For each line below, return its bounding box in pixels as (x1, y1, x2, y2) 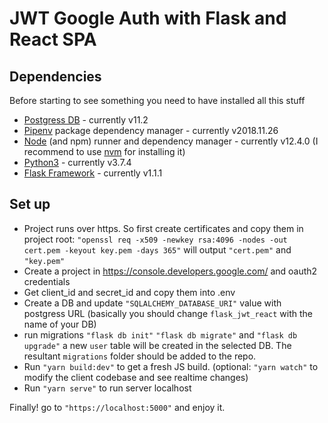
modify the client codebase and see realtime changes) (23, 371, 249, 383)
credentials (23, 275, 71, 287)
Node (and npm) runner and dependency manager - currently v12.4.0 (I (23, 135, 319, 147)
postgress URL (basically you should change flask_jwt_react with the (23, 307, 314, 319)
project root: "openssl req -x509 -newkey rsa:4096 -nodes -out (23, 233, 288, 245)
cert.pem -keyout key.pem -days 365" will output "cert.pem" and (23, 243, 292, 256)
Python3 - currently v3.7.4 (23, 157, 132, 168)
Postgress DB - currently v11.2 (23, 114, 149, 126)
